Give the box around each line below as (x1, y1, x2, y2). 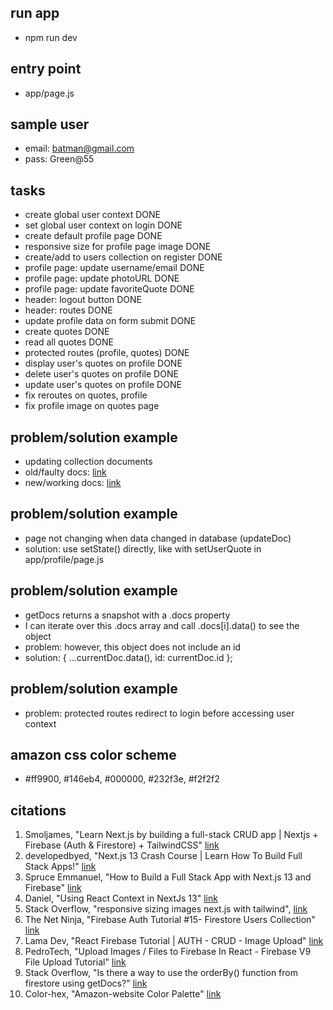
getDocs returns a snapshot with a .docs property (24, 609, 231, 621)
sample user (10, 116, 90, 133)
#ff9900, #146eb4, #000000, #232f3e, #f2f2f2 (24, 773, 220, 785)
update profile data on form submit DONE (24, 315, 197, 327)
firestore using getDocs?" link (24, 977, 148, 990)
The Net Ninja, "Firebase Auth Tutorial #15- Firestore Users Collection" (24, 914, 316, 926)
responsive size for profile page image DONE (24, 241, 212, 253)
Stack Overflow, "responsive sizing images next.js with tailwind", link (24, 903, 308, 915)
